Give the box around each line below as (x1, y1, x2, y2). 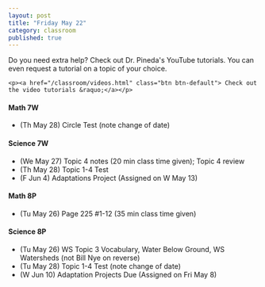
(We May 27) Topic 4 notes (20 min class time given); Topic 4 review (19, 156, 245, 166)
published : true (8, 33, 62, 42)
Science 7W (8, 139, 49, 148)
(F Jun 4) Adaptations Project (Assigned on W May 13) (19, 173, 198, 182)
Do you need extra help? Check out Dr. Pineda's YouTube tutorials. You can (8, 55, 255, 65)
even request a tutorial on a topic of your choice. (8, 64, 167, 74)
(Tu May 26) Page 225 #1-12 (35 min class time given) (19, 209, 197, 218)
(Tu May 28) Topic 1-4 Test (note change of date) (19, 262, 181, 271)
